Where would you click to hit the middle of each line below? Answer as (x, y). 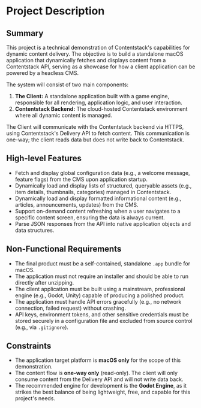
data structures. (34, 230)
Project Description (55, 11)
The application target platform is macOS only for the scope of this (98, 360)
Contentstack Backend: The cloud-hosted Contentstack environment (101, 109)
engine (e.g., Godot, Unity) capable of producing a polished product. (100, 295)
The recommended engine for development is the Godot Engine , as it (101, 386)
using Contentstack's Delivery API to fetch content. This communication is (98, 133)
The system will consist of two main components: (67, 84)
